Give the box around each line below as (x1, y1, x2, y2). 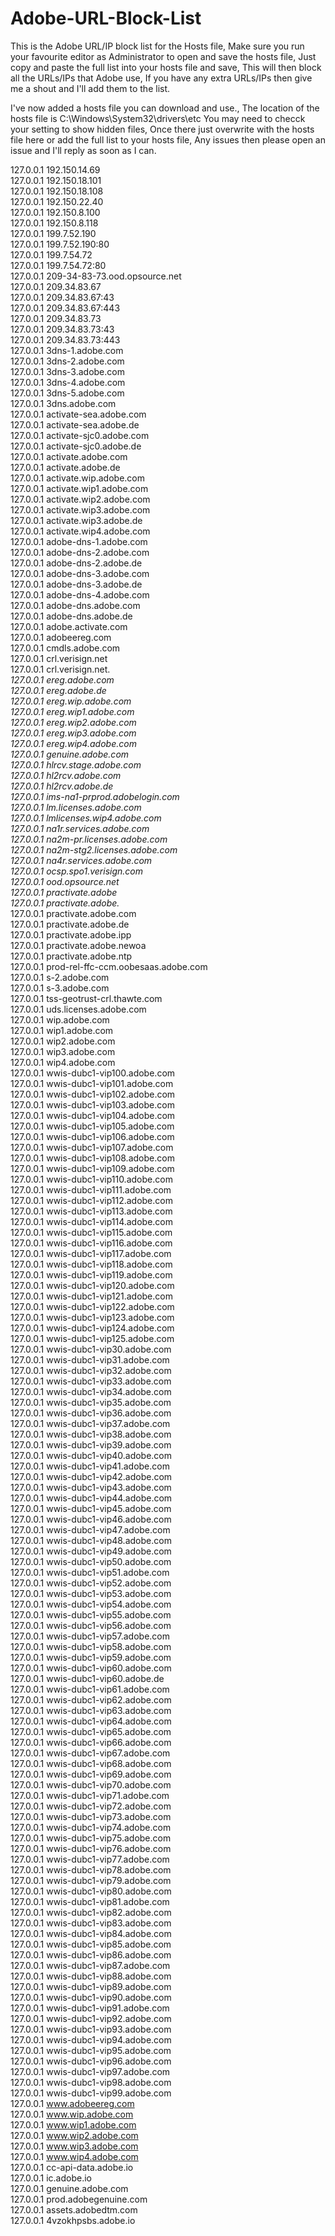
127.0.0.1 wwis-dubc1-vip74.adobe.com (10, 1821, 172, 1833)
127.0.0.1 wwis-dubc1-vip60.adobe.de (10, 1672, 165, 1684)
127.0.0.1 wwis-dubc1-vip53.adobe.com (10, 1587, 172, 1599)
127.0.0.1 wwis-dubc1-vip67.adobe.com (10, 1747, 171, 1759)
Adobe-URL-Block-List (10, 7, 202, 30)
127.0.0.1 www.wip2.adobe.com (10, 2129, 139, 2141)
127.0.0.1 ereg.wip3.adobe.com (10, 727, 137, 739)
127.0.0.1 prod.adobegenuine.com (10, 2193, 148, 2205)
